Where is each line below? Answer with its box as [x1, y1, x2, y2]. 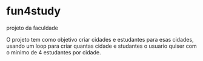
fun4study [6, 4, 61, 18]
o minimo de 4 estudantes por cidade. [6, 48, 101, 56]
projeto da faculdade [6, 24, 59, 31]
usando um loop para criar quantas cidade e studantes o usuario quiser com [6, 42, 197, 50]
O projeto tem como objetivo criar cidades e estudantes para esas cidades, [6, 36, 194, 43]
